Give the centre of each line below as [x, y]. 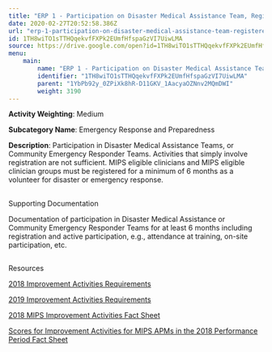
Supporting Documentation [53, 203]
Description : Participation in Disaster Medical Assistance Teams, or [121, 146]
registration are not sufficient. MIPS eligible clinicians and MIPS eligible [127, 163]
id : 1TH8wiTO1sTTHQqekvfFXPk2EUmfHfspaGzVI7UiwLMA [96, 38]
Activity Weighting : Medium [56, 114]
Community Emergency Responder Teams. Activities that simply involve [128, 154]
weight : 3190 [59, 91]
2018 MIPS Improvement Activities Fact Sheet [84, 316]
